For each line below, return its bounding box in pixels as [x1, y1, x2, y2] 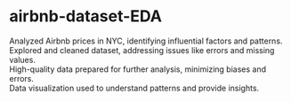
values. [9, 54, 36, 65]
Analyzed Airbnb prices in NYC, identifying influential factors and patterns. [9, 35, 283, 46]
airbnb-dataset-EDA [9, 6, 163, 27]
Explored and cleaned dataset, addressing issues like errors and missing [9, 44, 275, 55]
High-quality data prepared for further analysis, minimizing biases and [9, 64, 267, 75]
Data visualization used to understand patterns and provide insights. [9, 82, 260, 93]
